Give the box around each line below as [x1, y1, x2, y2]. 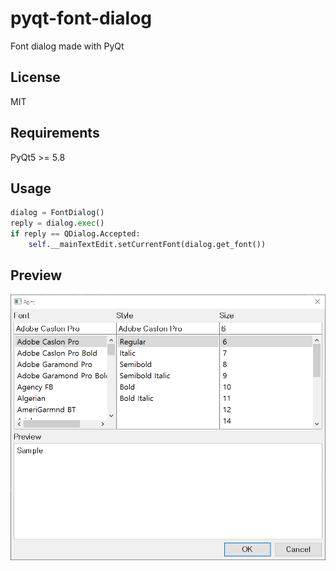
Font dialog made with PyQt [10, 40, 125, 52]
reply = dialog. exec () [10, 218, 105, 229]
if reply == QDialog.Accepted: [10, 229, 141, 239]
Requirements [10, 125, 100, 142]
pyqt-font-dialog [10, 7, 153, 30]
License [10, 69, 61, 86]
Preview [10, 267, 63, 284]
